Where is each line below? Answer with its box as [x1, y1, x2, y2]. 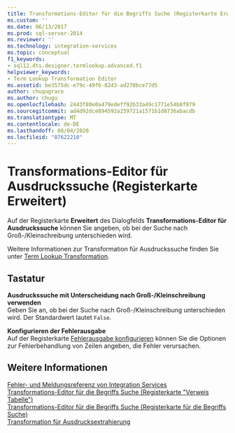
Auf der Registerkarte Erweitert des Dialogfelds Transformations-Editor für [7, 216, 227, 225]
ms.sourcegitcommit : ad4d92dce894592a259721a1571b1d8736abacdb [7, 108, 196, 115]
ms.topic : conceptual [7, 50, 71, 57]
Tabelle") [7, 395, 34, 404]
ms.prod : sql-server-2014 [7, 29, 83, 37]
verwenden [7, 298, 41, 307]
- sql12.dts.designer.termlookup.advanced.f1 [7, 62, 142, 69]
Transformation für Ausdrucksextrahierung [7, 417, 131, 426]
